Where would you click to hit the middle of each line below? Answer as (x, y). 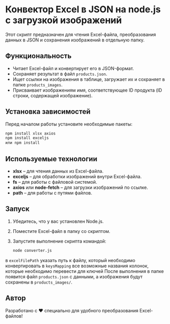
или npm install (22, 143)
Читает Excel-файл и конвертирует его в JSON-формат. (73, 68)
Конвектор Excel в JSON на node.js (83, 9)
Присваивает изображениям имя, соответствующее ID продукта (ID (87, 90)
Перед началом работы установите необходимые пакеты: (69, 124)
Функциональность (39, 56)
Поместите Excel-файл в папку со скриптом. (62, 231)
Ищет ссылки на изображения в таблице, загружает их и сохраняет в (89, 79)
